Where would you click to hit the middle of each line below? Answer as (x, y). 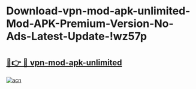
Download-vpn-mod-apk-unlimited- (98, 11)
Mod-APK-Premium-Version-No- (90, 24)
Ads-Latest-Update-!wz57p (77, 36)
